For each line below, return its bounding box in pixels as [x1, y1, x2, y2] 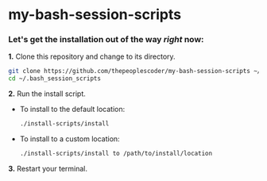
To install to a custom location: [19, 134, 121, 144]
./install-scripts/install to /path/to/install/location [19, 149, 213, 158]
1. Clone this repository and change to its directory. [8, 52, 176, 61]
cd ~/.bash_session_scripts [8, 75, 102, 83]
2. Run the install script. [8, 89, 86, 98]
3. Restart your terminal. [8, 164, 88, 173]
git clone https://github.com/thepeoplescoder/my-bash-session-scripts [8, 67, 250, 75]
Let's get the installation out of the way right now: [8, 34, 204, 45]
